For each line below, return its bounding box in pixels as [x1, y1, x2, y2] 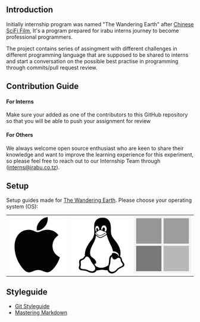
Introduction [6, 5, 54, 15]
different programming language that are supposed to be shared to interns [6, 51, 189, 59]
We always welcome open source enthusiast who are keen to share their [6, 145, 185, 152]
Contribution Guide [6, 81, 79, 91]
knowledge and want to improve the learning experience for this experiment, [6, 151, 194, 158]
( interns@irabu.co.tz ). [6, 164, 60, 171]
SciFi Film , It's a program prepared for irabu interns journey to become [6, 27, 179, 34]
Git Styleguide [14, 303, 50, 310]
